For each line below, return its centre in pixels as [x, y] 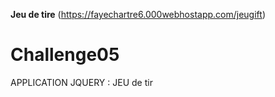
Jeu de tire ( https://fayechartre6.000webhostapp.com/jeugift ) [138, 14]
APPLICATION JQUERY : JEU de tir [81, 82]
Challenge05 [65, 55]
